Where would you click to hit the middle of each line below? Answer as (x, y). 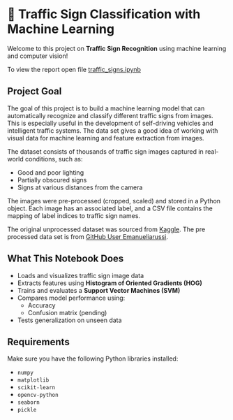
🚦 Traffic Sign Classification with (104, 14)
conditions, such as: (54, 159)
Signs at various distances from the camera (80, 187)
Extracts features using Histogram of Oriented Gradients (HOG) (110, 283)
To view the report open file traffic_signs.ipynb (74, 69)
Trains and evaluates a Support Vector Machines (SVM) (99, 290)
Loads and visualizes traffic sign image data (81, 275)
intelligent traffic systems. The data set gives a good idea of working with (113, 130)
